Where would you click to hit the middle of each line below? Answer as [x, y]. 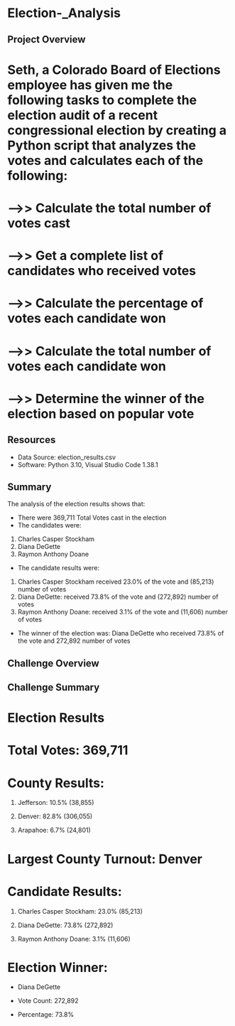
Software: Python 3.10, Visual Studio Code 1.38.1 [88, 464]
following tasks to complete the [102, 100]
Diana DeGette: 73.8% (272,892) [65, 925]
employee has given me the [90, 85]
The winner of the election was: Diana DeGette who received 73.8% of [121, 634]
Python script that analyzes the [102, 145]
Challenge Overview [53, 663]
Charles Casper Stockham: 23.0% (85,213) [80, 911]
